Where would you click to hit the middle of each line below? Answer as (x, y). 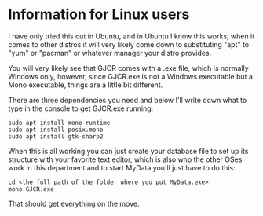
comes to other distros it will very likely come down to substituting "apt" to (129, 44)
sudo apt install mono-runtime (59, 123)
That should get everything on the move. (74, 203)
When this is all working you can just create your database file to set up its (128, 151)
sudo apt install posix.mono (56, 130)
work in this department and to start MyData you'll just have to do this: (122, 167)
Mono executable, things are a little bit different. (86, 85)
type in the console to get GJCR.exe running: (81, 108)
